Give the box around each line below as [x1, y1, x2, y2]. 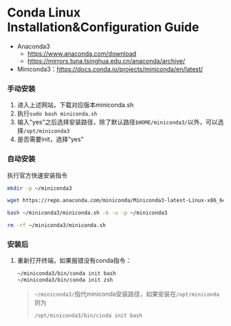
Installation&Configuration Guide [7, 19, 199, 35]
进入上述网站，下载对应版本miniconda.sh [16, 101, 134, 109]
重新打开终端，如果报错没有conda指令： [16, 257, 132, 265]
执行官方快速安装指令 [7, 171, 67, 180]
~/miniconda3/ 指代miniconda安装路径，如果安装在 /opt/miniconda [34, 290, 220, 298]
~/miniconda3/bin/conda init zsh [16, 276, 113, 283]
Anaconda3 [16, 42, 50, 50]
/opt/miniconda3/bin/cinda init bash [34, 312, 143, 319]
